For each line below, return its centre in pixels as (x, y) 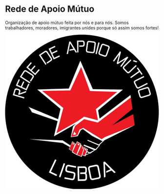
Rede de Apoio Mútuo (50, 9)
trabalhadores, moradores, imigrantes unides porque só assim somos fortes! (82, 27)
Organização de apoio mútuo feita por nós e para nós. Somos (67, 23)
